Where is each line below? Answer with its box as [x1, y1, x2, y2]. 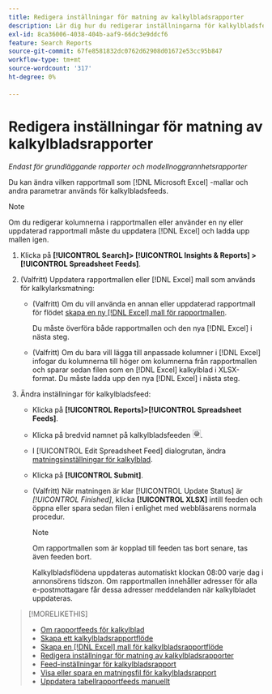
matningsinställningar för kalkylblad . [32, 454, 153, 464]
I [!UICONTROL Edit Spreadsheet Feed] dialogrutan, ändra [32, 446, 227, 456]
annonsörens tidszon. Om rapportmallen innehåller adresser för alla [32, 576, 257, 585]
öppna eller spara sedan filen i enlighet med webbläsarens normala [32, 503, 257, 512]
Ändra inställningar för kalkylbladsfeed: [19, 389, 151, 399]
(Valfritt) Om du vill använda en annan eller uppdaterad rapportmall [32, 298, 256, 308]
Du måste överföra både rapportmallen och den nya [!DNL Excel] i [32, 323, 253, 332]
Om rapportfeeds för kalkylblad [40, 624, 145, 634]
